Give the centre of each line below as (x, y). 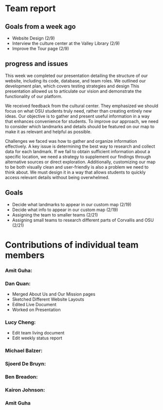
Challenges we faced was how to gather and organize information (71, 141)
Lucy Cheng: (20, 322)
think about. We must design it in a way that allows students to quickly (75, 172)
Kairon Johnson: (25, 390)
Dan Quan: (18, 283)
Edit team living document (38, 333)
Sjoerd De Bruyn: (26, 364)
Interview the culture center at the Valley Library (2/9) (66, 43)
